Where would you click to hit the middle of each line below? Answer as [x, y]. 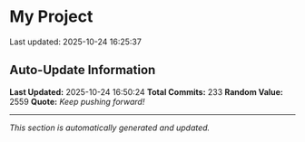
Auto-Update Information [83, 70]
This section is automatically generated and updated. [110, 128]
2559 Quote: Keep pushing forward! [77, 101]
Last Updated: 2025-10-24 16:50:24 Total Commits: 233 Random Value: [147, 91]
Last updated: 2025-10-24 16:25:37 [76, 42]
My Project [51, 17]
